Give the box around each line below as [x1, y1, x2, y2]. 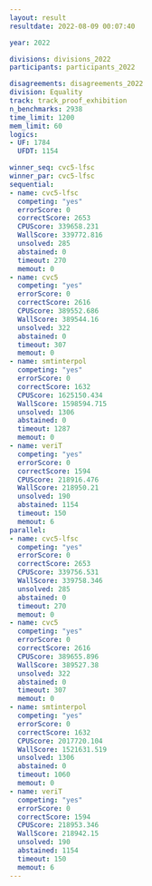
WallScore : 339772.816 [17, 230, 103, 240]
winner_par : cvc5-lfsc [9, 171, 95, 180]
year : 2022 [9, 38, 51, 47]
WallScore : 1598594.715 [17, 399, 107, 408]
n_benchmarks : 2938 [9, 104, 83, 113]
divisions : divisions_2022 [9, 54, 111, 63]
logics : [9, 130, 39, 139]
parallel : [9, 525, 47, 535]
